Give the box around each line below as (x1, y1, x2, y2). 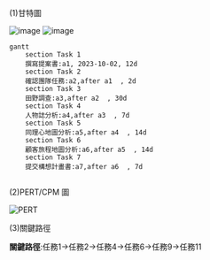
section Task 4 (25, 102, 82, 111)
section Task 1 (25, 50, 82, 59)
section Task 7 (25, 153, 82, 162)
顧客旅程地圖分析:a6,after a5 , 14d (25, 145, 153, 154)
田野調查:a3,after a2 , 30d (25, 94, 128, 103)
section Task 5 (25, 119, 82, 127)
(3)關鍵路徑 (9, 223, 51, 233)
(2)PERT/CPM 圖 (9, 187, 70, 197)
